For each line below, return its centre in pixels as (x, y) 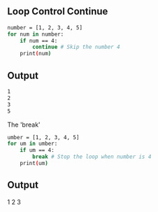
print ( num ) (36, 54)
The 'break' (24, 125)
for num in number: (36, 34)
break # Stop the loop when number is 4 (92, 157)
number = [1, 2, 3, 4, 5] (45, 27)
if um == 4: (37, 150)
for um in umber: (33, 144)
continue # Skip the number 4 (76, 47)
